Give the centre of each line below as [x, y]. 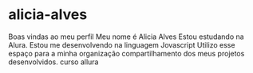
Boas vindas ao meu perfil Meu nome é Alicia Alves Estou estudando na [126, 36]
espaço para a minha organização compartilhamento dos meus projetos [126, 53]
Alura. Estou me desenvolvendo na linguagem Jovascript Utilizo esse [122, 44]
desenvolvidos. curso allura [53, 62]
